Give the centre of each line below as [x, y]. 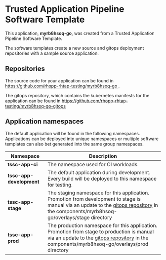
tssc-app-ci [23, 164]
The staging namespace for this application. [99, 192]
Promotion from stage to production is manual [101, 231]
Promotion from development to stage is [94, 199]
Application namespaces [44, 122]
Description [103, 156]
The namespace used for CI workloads [92, 164]
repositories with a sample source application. [52, 53]
